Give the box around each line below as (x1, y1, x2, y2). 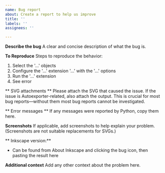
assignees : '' (5, 26, 35, 31)
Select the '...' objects (12, 63, 56, 69)
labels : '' (5, 21, 28, 26)
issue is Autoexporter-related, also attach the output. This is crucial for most (5, 93, 160, 99)
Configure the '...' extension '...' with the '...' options (12, 68, 116, 74)
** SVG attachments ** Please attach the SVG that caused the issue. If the (5, 88, 156, 94)
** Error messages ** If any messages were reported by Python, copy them (5, 108, 159, 114)
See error (12, 79, 32, 85)
